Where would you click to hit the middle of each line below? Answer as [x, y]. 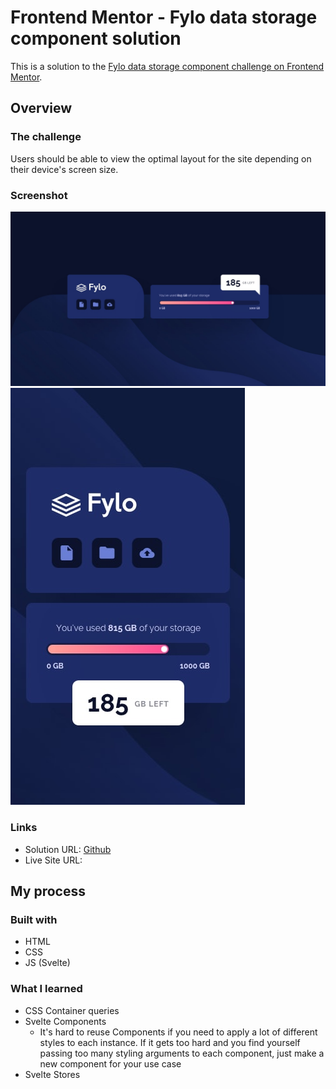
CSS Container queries [72, 1010]
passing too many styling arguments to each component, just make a [182, 1053]
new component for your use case [110, 1063]
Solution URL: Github [68, 849]
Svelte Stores [52, 1074]
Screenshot [39, 195]
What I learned [46, 989]
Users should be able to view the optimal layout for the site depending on [161, 158]
